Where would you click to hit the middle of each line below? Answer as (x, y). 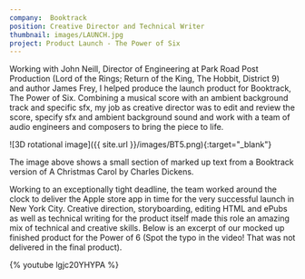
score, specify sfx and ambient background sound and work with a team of (150, 117)
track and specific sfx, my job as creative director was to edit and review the (152, 108)
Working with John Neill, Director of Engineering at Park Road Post (134, 69)
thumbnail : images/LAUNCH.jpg (67, 35)
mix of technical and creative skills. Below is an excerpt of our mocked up (147, 228)
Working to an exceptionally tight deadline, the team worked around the (143, 189)
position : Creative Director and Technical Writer (107, 26)
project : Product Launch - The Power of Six (95, 43)
